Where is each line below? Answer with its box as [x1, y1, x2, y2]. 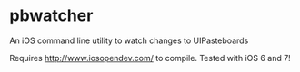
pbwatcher [9, 5, 94, 26]
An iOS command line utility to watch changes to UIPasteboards [9, 35, 249, 46]
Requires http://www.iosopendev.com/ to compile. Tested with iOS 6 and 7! [9, 52, 291, 63]
